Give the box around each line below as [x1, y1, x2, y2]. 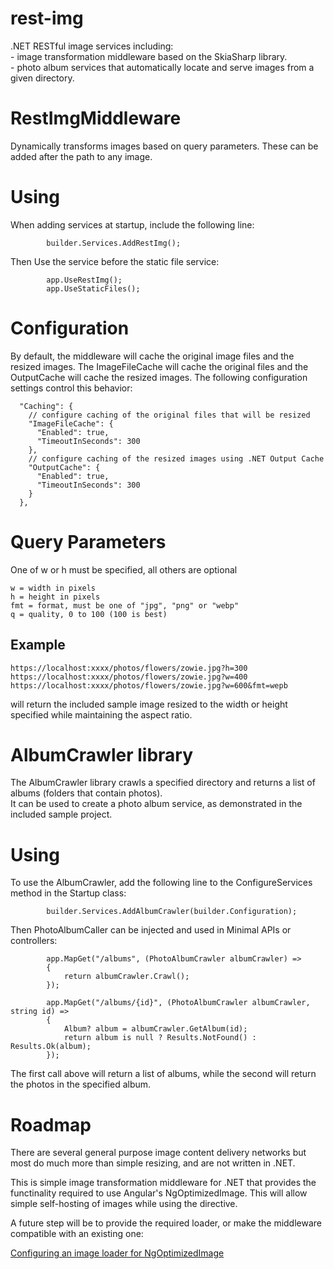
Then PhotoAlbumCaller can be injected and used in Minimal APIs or [10, 924, 292, 936]
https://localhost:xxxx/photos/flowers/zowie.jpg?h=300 [10, 663, 248, 673]
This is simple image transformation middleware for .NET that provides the [10, 1177, 317, 1189]
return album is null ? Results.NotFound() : [63, 1033, 257, 1043]
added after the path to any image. [10, 150, 153, 162]
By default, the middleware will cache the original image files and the [10, 350, 295, 362]
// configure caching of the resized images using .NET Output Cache [28, 453, 325, 464]
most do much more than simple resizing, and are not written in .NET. [10, 1157, 296, 1169]
